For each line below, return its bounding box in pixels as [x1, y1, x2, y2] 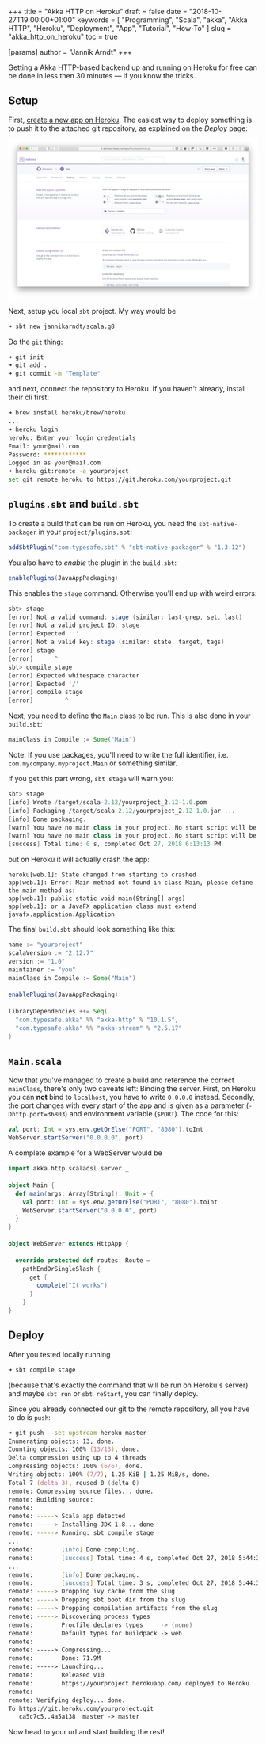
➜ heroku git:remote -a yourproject [8, 467, 129, 475]
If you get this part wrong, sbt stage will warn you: [8, 774, 174, 784]
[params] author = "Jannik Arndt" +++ [8, 48, 132, 56]
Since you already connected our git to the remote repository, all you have [8, 1404, 250, 1414]
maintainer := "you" [8, 966, 77, 974]
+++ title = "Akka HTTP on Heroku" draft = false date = [8, 7, 188, 16]
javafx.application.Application [8, 910, 115, 918]
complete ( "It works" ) [36, 1281, 108, 1290]
